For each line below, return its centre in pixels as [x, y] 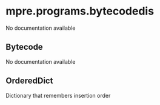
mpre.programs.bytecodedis [80, 11]
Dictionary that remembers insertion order [58, 95]
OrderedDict [29, 81]
